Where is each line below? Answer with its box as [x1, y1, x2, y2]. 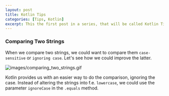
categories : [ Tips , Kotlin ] [5, 17, 64, 22]
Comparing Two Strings [5, 38, 64, 45]
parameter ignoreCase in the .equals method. [5, 85, 99, 91]
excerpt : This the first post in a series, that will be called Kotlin [5, 21, 158, 27]
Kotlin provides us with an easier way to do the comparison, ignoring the [5, 74, 155, 80]
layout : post [5, 7, 33, 13]
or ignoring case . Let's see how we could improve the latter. [27, 55, 152, 61]
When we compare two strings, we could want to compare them [5, 49, 138, 55]
